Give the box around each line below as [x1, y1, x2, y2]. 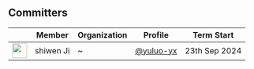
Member [35, 29, 69, 40]
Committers [8, 6, 69, 20]
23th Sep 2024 [185, 45, 242, 56]
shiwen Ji [35, 45, 70, 56]
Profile [143, 29, 170, 40]
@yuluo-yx [135, 45, 177, 56]
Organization [77, 29, 128, 40]
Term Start [192, 29, 234, 40]
